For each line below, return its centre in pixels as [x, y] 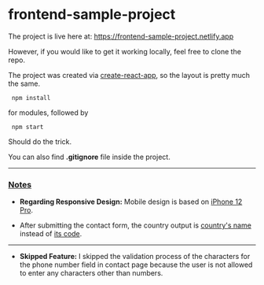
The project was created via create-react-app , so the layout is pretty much [129, 75]
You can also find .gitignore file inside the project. [89, 157]
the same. [24, 83]
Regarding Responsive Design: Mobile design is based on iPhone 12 [131, 202]
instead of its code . [51, 234]
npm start [27, 127]
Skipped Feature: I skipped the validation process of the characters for [135, 257]
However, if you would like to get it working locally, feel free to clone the [125, 51]
